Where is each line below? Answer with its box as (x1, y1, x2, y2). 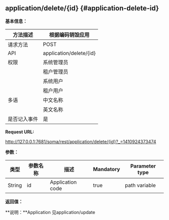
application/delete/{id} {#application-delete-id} (5, 4, 159, 13)
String (8, 182, 22, 189)
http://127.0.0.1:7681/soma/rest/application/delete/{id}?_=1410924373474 (5, 138, 156, 144)
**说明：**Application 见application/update (5, 209, 96, 215)
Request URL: (5, 129, 34, 135)
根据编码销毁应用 (49, 31, 90, 38)
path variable (125, 182, 156, 189)
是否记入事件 (8, 116, 39, 123)
